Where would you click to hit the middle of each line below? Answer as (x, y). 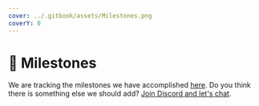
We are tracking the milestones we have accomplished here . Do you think (129, 85)
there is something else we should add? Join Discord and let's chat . (120, 94)
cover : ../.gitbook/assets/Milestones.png (80, 16)
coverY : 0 (25, 23)
